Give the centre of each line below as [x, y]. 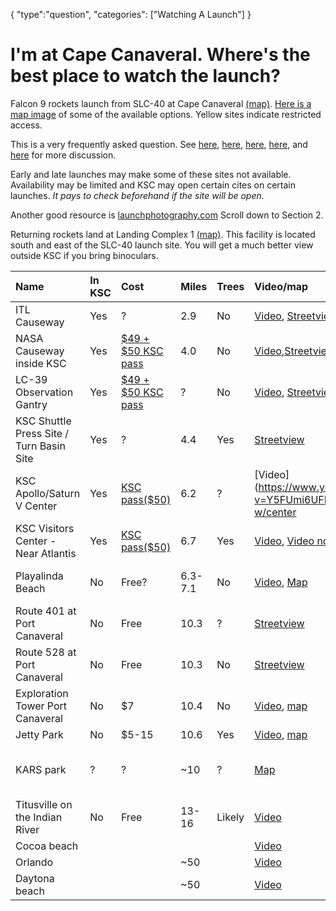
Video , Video [284, 541]
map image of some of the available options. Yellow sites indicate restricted [166, 114]
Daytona [35, 878]
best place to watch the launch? [145, 76]
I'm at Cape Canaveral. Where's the [160, 55]
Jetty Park [39, 734]
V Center [36, 506]
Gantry [31, 404]
